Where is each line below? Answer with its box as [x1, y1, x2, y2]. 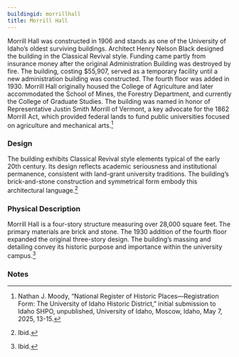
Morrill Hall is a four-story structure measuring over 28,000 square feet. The [7, 220, 231, 228]
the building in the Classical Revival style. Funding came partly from [7, 51, 206, 60]
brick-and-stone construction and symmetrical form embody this [7, 177, 198, 186]
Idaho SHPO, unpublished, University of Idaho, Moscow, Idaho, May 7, [17, 307, 223, 316]
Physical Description [7, 204, 81, 214]
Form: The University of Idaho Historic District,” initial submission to [17, 299, 216, 308]
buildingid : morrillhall [7, 10, 81, 18]
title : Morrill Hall [7, 17, 69, 24]
